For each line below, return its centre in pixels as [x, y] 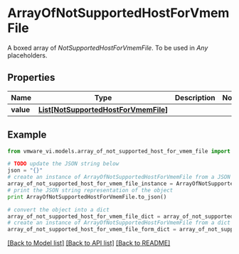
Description [195, 97]
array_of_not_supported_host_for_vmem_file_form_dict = [92, 230]
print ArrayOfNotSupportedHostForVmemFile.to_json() [87, 197]
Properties [31, 78]
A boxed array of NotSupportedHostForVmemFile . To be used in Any [108, 48]
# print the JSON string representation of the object [90, 190]
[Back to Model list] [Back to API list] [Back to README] [89, 243]
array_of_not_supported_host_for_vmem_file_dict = [84, 216]
